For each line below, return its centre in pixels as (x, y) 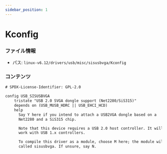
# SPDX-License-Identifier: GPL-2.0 (43, 87)
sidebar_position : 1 (27, 10)
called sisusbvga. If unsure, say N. (57, 147)
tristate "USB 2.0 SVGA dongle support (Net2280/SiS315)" (75, 101)
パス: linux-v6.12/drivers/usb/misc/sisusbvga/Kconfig (69, 63)
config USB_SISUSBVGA (28, 96)
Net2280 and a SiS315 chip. (47, 119)
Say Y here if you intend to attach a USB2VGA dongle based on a (87, 115)
